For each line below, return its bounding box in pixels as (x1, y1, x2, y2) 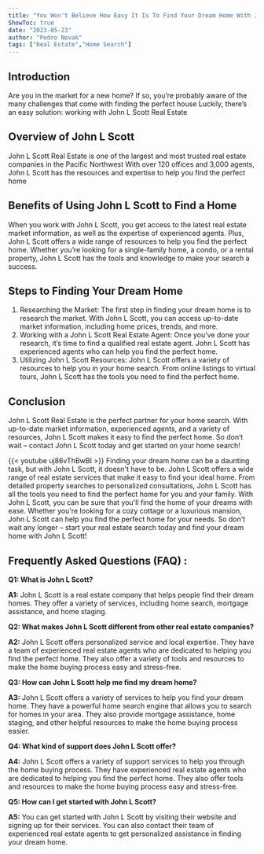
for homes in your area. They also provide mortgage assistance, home (8, 709, 236, 719)
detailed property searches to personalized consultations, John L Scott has (8, 481, 251, 491)
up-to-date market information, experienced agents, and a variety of (8, 424, 230, 433)
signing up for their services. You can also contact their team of (8, 821, 214, 830)
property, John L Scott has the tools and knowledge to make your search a (8, 253, 250, 263)
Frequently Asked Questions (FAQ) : (8, 554, 188, 567)
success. (8, 261, 38, 271)
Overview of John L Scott (8, 131, 135, 144)
